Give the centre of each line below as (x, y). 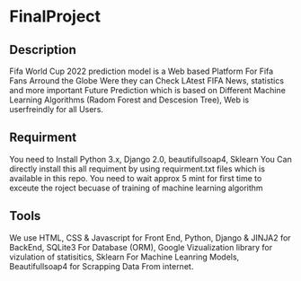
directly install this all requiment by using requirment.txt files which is (137, 169)
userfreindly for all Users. (56, 109)
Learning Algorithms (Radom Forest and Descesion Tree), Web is (129, 100)
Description (43, 50)
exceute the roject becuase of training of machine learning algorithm (136, 188)
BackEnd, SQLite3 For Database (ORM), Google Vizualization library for (141, 247)
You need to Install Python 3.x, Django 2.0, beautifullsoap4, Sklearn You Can (150, 159)
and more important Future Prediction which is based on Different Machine (147, 90)
